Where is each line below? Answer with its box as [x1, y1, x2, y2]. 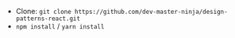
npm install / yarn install [15, 22, 105, 30]
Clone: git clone [15, 7, 71, 16]
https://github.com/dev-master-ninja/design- [74, 8, 228, 16]
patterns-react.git [15, 15, 81, 22]
